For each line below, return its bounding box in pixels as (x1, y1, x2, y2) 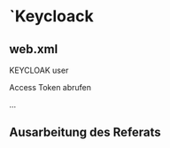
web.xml (9, 42, 58, 57)
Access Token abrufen (9, 82, 91, 92)
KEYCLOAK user (9, 65, 69, 75)
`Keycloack (9, 6, 95, 27)
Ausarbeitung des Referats (9, 125, 161, 140)
